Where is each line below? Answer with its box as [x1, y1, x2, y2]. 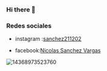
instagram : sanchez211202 [15, 35, 82, 43]
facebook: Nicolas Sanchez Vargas [15, 47, 101, 54]
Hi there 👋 [6, 5, 36, 14]
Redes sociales [6, 21, 52, 29]
